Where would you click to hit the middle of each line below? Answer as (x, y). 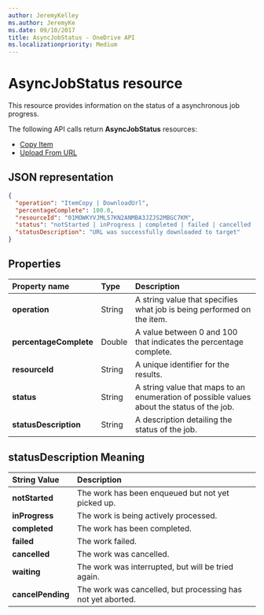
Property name (41, 286)
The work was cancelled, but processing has (159, 589)
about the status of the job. (185, 406)
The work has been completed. (135, 528)
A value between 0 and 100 (186, 332)
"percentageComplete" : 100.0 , (64, 210)
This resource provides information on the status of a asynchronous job (124, 106)
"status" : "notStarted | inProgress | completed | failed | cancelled (133, 225)
